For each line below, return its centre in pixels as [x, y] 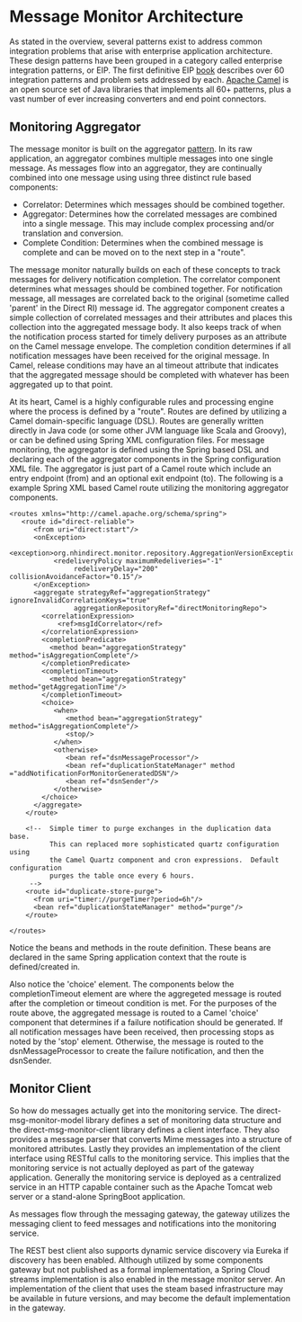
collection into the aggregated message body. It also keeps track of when [145, 326]
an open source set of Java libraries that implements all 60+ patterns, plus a [151, 89]
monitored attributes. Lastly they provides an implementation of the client [145, 1148]
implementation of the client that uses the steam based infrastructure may [147, 1289]
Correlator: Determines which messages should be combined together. [154, 204]
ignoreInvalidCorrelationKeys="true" [80, 600]
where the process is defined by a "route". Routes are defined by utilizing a [148, 411]
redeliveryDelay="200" [116, 568]
